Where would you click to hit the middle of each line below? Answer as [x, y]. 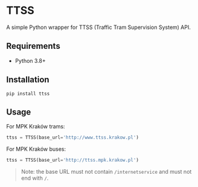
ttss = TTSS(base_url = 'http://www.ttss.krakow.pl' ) [72, 138]
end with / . [35, 178]
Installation [28, 80]
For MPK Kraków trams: [36, 127]
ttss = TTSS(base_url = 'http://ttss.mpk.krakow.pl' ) [72, 160]
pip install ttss [28, 93]
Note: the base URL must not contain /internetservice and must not [106, 172]
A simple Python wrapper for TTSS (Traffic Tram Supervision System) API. [99, 27]
